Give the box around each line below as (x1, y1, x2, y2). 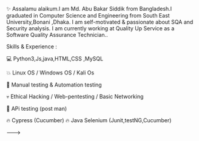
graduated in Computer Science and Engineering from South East (6, 12, 170, 19)
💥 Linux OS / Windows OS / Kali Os (6, 69, 95, 76)
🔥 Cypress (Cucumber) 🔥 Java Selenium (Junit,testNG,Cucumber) (6, 117, 172, 123)
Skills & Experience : (6, 43, 58, 50)
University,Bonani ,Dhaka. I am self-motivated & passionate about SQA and (6, 18, 194, 25)
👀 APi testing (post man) (6, 105, 67, 112)
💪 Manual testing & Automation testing (6, 81, 102, 88)
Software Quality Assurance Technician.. (6, 31, 108, 38)
